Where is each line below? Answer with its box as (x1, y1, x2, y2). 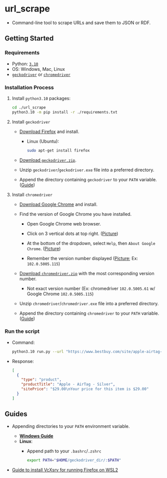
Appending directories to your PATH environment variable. (11, 423, 130, 429)
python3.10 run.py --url (11, 349, 64, 354)
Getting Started (4, 34, 54, 43)
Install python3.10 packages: (11, 95, 71, 101)
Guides (4, 410, 28, 418)
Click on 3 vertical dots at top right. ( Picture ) (26, 230, 118, 236)
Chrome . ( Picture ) (26, 246, 61, 252)
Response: (11, 358, 34, 364)
